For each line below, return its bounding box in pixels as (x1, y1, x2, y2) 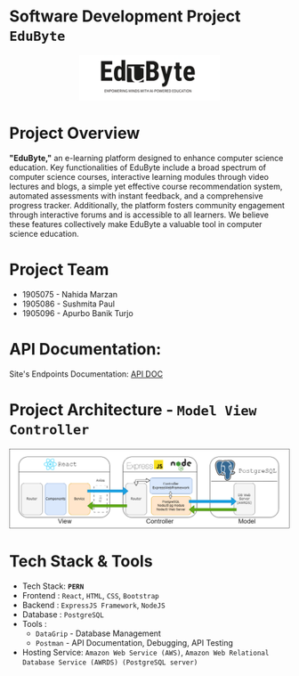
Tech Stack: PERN (21, 581, 85, 591)
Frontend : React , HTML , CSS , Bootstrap (21, 590, 160, 600)
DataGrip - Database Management (35, 628, 162, 639)
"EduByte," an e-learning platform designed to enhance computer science (9, 152, 284, 163)
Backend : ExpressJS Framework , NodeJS (21, 599, 166, 610)
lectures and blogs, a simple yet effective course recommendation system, (9, 181, 283, 191)
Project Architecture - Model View (9, 399, 257, 419)
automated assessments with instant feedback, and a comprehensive (9, 190, 264, 201)
